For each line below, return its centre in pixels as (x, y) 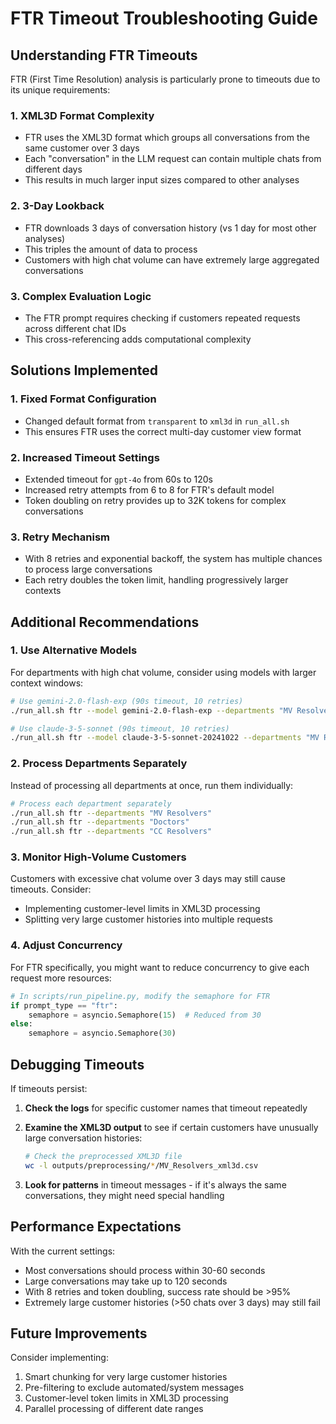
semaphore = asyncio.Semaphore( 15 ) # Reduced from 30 (145, 1015)
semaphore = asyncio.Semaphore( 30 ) (102, 1033)
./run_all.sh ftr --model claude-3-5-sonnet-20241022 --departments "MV (165, 738)
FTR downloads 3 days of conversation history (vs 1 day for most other (170, 228)
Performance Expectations (96, 1227)
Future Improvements (79, 1333)
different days (53, 169)
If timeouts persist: (49, 1088)
